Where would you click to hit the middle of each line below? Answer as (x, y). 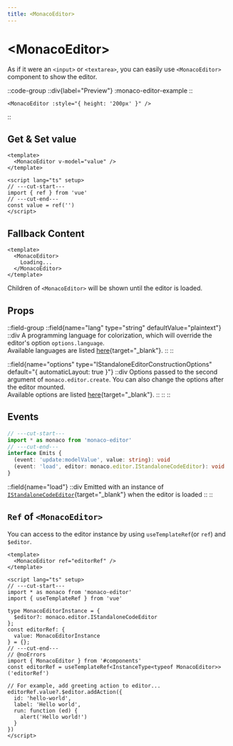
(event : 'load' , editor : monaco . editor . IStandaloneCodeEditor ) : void (119, 467)
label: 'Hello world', (47, 704)
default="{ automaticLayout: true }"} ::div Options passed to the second (113, 372)
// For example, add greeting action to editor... (84, 685)
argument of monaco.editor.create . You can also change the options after (116, 379)
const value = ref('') (41, 205)
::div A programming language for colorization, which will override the (110, 335)
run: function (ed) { (46, 710)
